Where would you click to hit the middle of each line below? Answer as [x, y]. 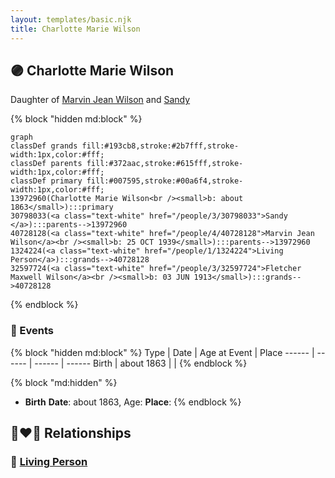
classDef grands [44, 146]
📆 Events [32, 331]
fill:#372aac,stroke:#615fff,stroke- [165, 164]
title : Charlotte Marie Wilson [75, 29]
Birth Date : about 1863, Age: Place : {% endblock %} [133, 402]
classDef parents [46, 164]
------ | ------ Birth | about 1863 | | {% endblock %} [141, 363]
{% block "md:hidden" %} [64, 382]
